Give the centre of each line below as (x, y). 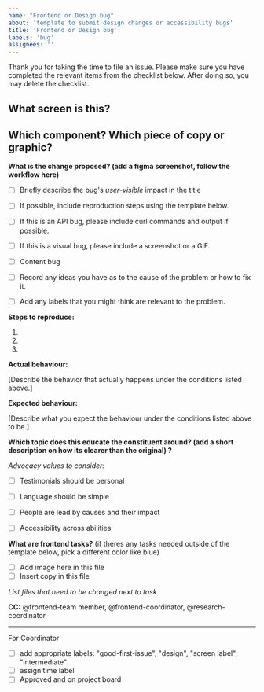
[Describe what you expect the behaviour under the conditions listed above (130, 418)
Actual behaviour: (38, 364)
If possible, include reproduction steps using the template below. (124, 206)
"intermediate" (43, 662)
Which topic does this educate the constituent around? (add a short (121, 442)
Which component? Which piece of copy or (117, 135)
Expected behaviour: (43, 403)
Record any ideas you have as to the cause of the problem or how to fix (135, 277)
